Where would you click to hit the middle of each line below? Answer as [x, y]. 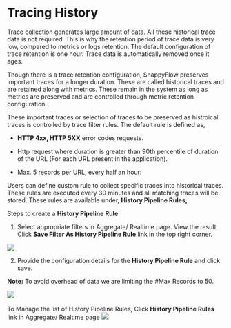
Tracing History [53, 13]
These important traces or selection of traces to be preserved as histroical [113, 117]
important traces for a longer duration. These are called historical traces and [115, 81]
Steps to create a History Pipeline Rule [63, 213]
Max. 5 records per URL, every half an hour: [79, 172]
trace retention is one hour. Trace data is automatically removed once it [108, 54]
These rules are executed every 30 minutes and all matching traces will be [113, 193]
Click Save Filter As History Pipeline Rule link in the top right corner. [114, 234]
